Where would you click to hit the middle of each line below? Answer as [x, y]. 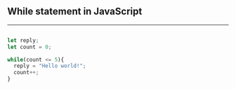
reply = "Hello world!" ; [50, 66]
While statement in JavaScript [75, 12]
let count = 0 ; [29, 47]
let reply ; [23, 40]
